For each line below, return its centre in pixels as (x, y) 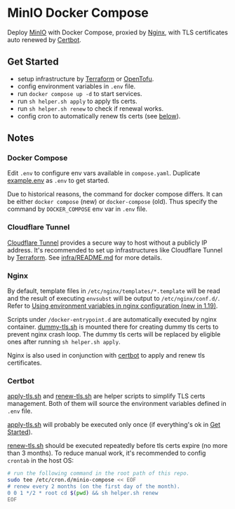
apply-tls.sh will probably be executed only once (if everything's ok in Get (114, 425)
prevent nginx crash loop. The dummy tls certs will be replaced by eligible (114, 334)
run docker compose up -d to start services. (80, 93)
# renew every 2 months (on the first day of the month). (94, 487)
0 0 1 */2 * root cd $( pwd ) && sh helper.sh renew (83, 493)
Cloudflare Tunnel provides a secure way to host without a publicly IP (107, 243)
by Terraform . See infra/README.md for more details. (85, 257)
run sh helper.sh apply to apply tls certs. (78, 101)
